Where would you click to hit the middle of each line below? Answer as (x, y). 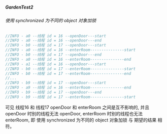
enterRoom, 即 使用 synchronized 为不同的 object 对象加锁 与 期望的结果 (81, 120)
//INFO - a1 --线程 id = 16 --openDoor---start (56, 64)
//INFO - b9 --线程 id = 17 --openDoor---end (53, 93)
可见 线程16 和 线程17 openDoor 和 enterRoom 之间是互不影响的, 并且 (77, 107)
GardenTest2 (19, 7)
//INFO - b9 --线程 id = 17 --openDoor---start (56, 83)
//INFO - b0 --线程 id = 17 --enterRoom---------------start (71, 69)
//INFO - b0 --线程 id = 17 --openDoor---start (56, 46)
